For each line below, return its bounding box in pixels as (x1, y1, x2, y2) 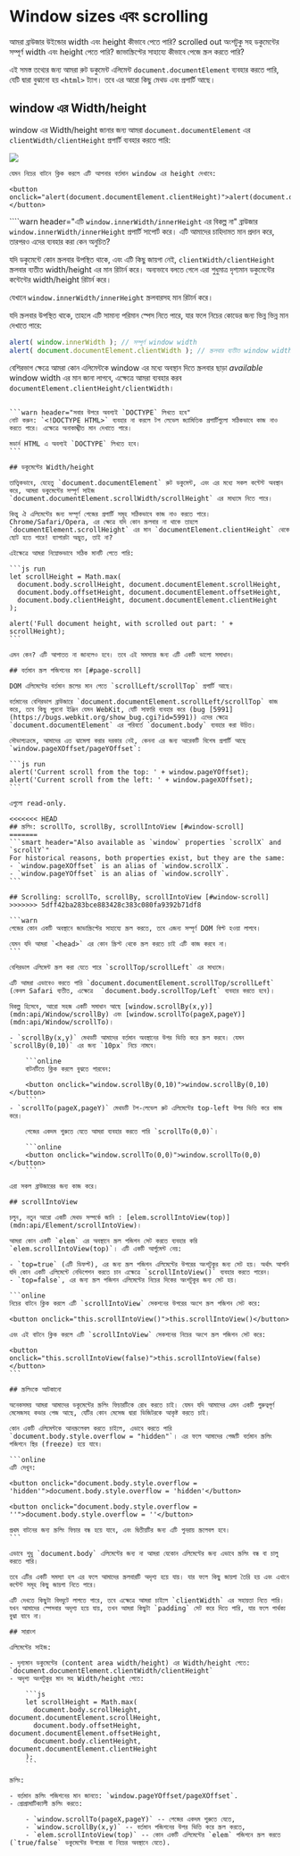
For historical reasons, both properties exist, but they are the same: (9, 853, 286, 863)
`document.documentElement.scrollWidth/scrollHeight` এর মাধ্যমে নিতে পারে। (9, 494, 273, 503)
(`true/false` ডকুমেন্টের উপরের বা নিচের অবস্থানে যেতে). (9, 1838, 171, 1847)
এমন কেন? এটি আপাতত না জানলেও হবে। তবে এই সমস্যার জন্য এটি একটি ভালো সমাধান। (9, 650, 235, 659)
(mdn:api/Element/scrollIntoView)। (9, 1221, 143, 1230)
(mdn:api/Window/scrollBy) (9, 1009, 110, 1019)
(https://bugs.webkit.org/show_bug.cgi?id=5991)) (9, 713, 198, 722)
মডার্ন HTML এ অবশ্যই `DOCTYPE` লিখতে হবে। (9, 439, 141, 448)
